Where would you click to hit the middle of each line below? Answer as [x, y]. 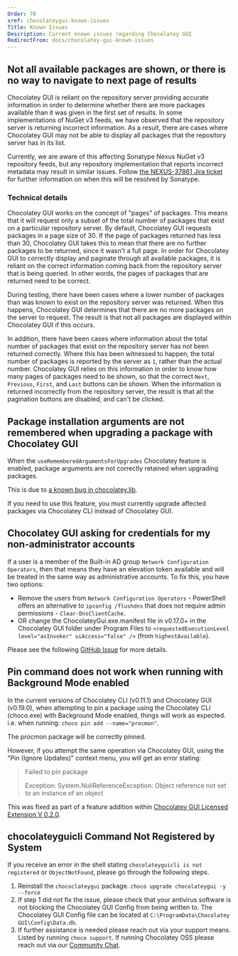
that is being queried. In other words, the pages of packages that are [108, 274]
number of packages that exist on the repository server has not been [108, 346]
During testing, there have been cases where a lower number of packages [116, 295]
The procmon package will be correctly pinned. [77, 736]
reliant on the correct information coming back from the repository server [115, 266]
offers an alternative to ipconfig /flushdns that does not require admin [121, 606]
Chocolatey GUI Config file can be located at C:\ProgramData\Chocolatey [124, 915]
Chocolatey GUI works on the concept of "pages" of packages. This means [118, 213]
